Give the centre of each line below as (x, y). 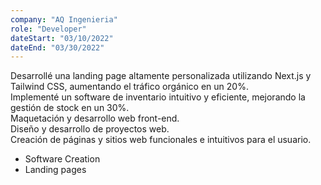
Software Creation (62, 159)
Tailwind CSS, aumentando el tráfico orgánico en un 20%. (129, 87)
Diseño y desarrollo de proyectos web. (90, 129)
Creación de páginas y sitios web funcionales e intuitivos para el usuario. (161, 140)
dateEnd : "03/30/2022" (57, 47)
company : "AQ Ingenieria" (64, 19)
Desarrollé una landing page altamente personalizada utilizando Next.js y (161, 76)
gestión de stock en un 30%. (70, 108)
